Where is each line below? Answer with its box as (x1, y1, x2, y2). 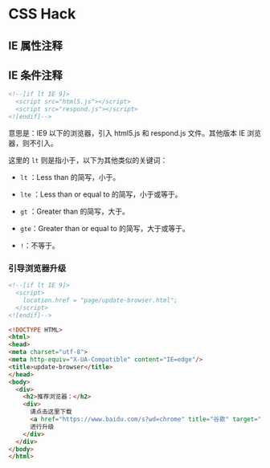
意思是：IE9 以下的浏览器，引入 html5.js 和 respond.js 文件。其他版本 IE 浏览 (8, 128, 262, 137)
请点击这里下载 (29, 408, 72, 416)
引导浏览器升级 (8, 262, 67, 274)
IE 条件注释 (8, 68, 63, 82)
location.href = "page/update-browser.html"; (22, 296, 178, 304)
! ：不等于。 (19, 240, 59, 250)
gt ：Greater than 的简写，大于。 (19, 206, 130, 216)
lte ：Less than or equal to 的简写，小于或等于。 (19, 189, 182, 199)
